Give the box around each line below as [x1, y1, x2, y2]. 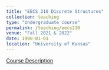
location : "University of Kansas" [6, 41, 91, 47]
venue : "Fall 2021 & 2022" [6, 30, 72, 36]
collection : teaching [6, 14, 60, 20]
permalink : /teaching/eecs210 [6, 24, 81, 31]
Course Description [6, 57, 54, 64]
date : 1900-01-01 [6, 36, 49, 41]
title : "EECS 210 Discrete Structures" [6, 8, 104, 15]
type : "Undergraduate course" [6, 19, 81, 25]
